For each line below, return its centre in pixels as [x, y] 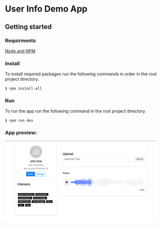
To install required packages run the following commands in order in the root [81, 74]
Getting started [28, 27]
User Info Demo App [46, 9]
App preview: [21, 133]
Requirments [20, 41]
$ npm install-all [23, 89]
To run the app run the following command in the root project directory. [75, 111]
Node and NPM [20, 51]
